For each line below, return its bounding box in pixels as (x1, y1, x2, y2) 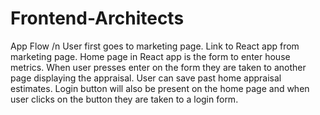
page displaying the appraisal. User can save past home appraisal (10, 72, 282, 84)
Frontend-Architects (10, 7, 185, 30)
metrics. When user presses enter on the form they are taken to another (10, 61, 307, 73)
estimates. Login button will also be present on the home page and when (10, 82, 310, 94)
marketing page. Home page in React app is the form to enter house (10, 50, 291, 62)
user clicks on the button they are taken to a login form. (10, 93, 239, 105)
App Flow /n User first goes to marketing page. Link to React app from (10, 40, 300, 52)
